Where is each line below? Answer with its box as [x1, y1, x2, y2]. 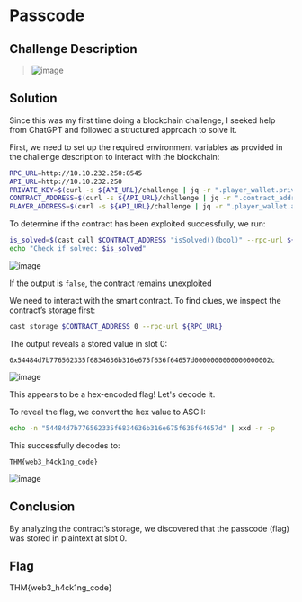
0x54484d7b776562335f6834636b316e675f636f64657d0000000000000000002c [9, 356, 276, 365]
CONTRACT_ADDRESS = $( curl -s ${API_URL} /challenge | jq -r [9, 194, 231, 203]
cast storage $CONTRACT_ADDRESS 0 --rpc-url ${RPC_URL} [9, 322, 223, 331]
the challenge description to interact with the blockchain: [9, 151, 220, 162]
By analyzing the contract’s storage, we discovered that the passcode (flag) [9, 523, 290, 534]
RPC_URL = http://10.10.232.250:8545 [9, 168, 143, 178]
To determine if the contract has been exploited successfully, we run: [9, 218, 266, 229]
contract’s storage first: [9, 305, 96, 315]
